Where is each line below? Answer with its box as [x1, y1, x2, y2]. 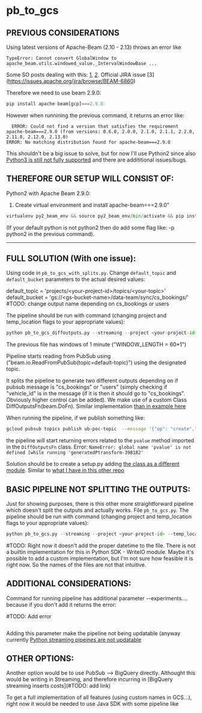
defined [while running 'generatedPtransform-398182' [6, 450, 144, 456]
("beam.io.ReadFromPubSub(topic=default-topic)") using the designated [6, 359, 186, 366]
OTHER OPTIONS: [6, 653, 74, 664]
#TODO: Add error [6, 612, 52, 620]
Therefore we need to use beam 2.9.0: [6, 89, 102, 96]
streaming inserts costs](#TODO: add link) [6, 682, 111, 689]
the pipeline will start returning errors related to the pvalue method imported [6, 437, 194, 444]
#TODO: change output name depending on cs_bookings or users [6, 300, 170, 307]
